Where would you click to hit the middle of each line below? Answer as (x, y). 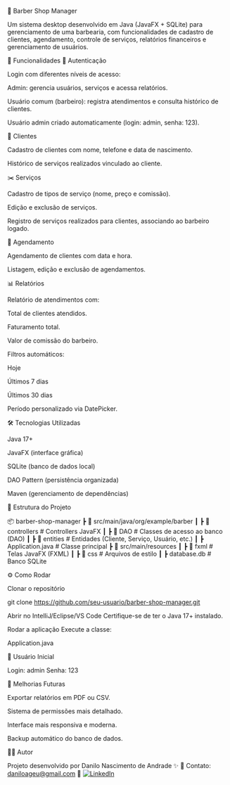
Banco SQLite (27, 561)
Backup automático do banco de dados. (65, 738)
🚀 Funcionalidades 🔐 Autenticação (57, 60)
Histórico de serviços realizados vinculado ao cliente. (85, 163)
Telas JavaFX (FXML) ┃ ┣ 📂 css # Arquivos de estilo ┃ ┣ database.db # (109, 554)
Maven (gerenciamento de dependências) (68, 493)
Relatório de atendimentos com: (53, 300)
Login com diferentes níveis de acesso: (64, 74)
